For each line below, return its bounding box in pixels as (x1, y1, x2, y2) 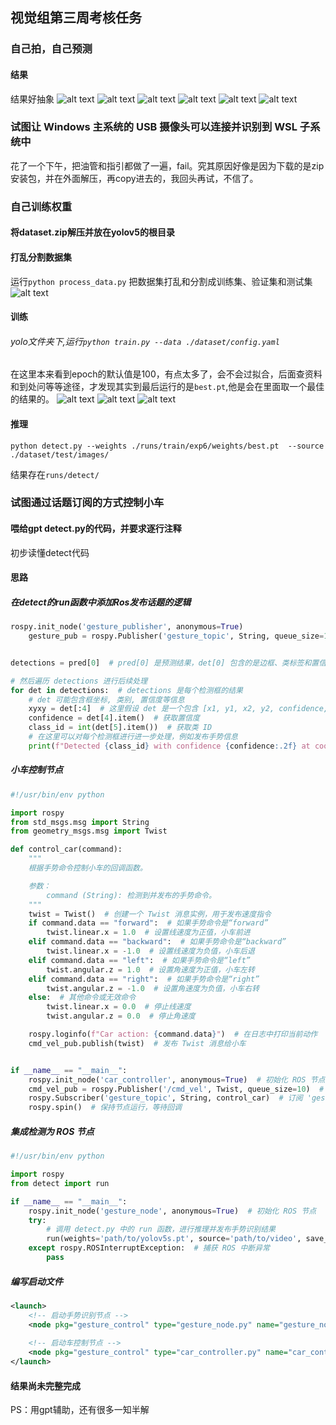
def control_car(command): (10, 844, 123, 855)
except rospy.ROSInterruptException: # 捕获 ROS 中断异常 (28, 1243, 270, 1253)
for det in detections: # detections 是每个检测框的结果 (10, 685, 243, 695)
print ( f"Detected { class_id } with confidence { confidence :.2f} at (28, 741, 311, 751)
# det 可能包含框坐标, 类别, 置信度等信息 (28, 694, 185, 705)
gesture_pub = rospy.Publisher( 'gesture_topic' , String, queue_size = (28, 631, 325, 642)
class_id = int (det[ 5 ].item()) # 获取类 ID (28, 723, 213, 733)
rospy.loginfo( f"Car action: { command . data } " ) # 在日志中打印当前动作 (28, 1029, 318, 1040)
